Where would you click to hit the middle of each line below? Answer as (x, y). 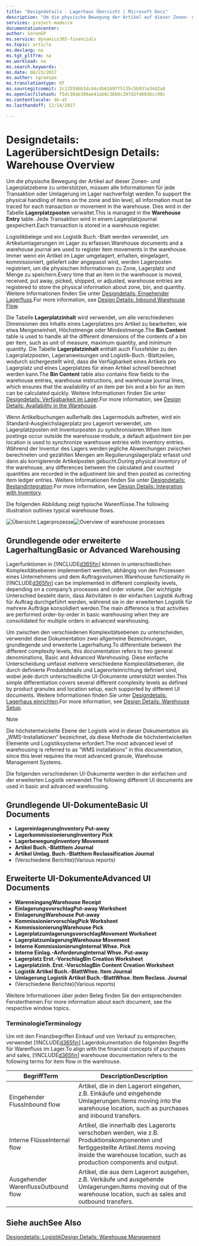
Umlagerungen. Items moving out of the (133, 1187)
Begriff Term (41, 1076)
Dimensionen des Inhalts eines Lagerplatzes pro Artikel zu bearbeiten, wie (97, 324)
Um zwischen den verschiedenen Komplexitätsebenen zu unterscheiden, (95, 632)
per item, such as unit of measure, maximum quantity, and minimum (89, 343)
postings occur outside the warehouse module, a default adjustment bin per (99, 436)
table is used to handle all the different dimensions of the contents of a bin (97, 337)
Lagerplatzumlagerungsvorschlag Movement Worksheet (86, 933)
